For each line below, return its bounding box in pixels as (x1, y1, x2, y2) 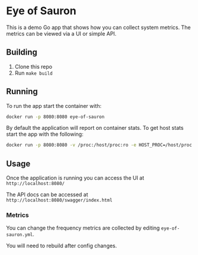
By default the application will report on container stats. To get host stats (6, 125, 184, 132)
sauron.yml (6, 232, 33, 238)
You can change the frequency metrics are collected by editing (6, 224, 160, 232)
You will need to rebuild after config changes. (6, 242, 117, 250)
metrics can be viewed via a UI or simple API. (6, 30, 117, 37)
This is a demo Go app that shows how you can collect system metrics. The (6, 24, 191, 31)
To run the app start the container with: (6, 102, 102, 109)
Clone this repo (14, 63, 52, 70)
